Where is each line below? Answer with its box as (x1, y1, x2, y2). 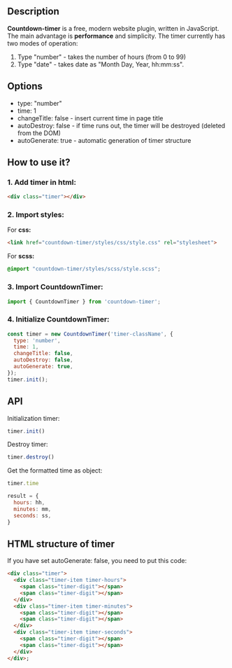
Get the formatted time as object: (7, 466, 103, 475)
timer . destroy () (7, 454, 55, 461)
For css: (7, 225, 31, 234)
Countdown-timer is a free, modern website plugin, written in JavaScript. (7, 24, 219, 32)
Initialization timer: (7, 414, 60, 422)
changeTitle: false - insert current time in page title (17, 113, 164, 122)
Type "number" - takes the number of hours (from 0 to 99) (17, 53, 187, 61)
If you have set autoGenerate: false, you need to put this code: (7, 557, 187, 565)
